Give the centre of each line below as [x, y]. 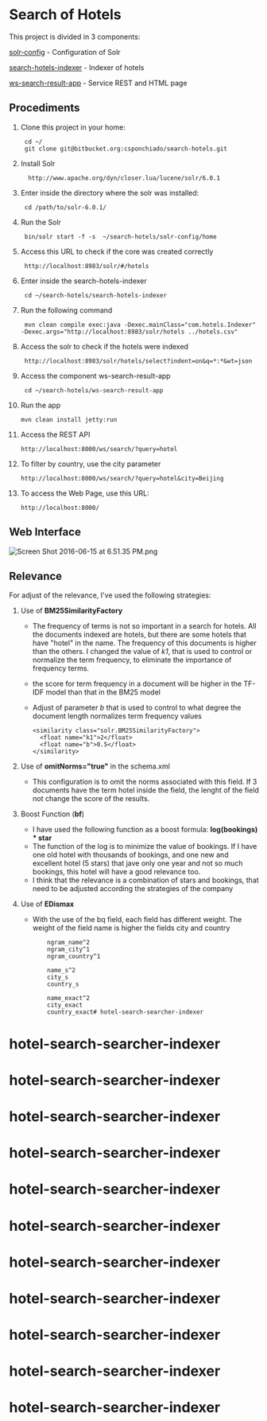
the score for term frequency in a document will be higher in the [137, 684]
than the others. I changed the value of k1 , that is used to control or [142, 652]
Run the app [41, 405]
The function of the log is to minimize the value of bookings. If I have [145, 847]
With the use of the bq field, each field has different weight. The [137, 920]
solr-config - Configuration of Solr [65, 52]
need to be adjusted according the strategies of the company [133, 889]
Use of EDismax [47, 904]
